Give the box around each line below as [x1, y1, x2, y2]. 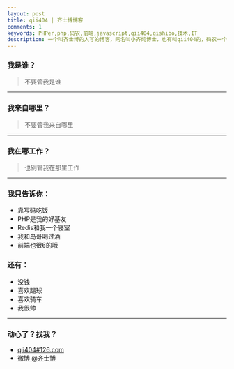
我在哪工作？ [7, 146, 51, 156]
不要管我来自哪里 [24, 120, 74, 129]
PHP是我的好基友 [17, 215, 68, 223]
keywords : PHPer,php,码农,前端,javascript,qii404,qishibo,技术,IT [7, 29, 198, 37]
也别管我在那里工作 [24, 163, 80, 172]
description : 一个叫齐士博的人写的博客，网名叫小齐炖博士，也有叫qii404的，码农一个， [7, 36, 233, 43]
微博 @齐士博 [17, 354, 56, 362]
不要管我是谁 [24, 77, 61, 86]
